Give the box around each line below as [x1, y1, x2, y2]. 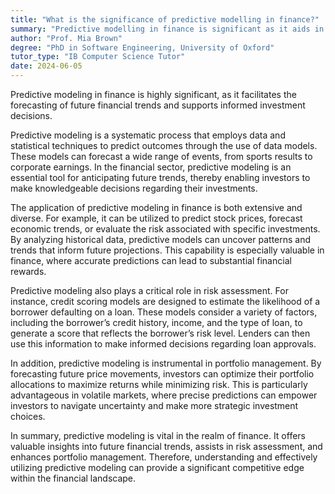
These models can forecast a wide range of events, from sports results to [10, 151, 313, 162]
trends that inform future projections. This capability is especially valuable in [10, 244, 325, 256]
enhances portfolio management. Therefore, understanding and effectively [10, 451, 318, 463]
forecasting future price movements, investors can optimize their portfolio [10, 368, 315, 380]
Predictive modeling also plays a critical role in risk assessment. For [10, 285, 289, 296]
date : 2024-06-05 [10, 61, 83, 71]
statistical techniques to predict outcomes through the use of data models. [10, 140, 318, 151]
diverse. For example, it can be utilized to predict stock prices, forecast [10, 212, 303, 224]
